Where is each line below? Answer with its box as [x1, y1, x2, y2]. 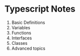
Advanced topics [11, 45, 45, 51]
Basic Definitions [11, 19, 45, 25]
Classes [11, 40, 27, 46]
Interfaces [11, 35, 32, 41]
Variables [11, 24, 30, 30]
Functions [11, 30, 32, 36]
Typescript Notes [4, 3, 76, 15]
